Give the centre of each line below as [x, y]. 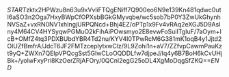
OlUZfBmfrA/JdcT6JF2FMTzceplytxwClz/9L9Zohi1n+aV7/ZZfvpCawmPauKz [115, 46]
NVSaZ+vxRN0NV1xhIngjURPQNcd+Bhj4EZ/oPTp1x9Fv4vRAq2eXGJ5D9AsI [114, 24]
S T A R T [17, 10]
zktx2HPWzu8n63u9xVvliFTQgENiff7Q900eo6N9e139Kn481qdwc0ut [124, 10]
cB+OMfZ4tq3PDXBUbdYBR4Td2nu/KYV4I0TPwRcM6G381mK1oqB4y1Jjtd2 [114, 39]
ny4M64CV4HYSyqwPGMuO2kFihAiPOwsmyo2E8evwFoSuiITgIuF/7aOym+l [114, 31]
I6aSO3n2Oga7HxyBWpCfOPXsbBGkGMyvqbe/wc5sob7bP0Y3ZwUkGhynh [114, 17]
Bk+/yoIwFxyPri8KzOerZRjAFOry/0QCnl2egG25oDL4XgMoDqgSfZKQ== [109, 60]
